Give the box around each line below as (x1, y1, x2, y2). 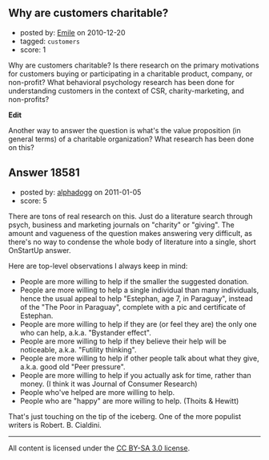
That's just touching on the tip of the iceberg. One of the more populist (8, 411, 242, 421)
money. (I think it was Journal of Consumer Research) (19, 379, 198, 389)
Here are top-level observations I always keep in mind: (8, 261, 188, 271)
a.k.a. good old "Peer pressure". (19, 361, 126, 372)
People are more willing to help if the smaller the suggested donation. (19, 276, 250, 286)
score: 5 (19, 196, 48, 206)
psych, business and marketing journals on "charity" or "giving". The (8, 220, 235, 230)
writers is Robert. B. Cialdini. (8, 420, 102, 429)
